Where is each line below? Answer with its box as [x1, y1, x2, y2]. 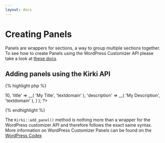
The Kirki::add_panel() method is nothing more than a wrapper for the [5, 117, 151, 123]
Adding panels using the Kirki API [5, 70, 111, 78]
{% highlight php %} [5, 83, 47, 89]
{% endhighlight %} [5, 107, 45, 113]
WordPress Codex [5, 133, 42, 139]
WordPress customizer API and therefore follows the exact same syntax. [5, 122, 152, 128]
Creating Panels [5, 28, 72, 40]
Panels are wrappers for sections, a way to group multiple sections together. [5, 45, 161, 51]
